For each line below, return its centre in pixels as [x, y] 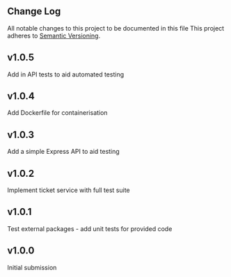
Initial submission [32, 267]
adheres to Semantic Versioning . [54, 35]
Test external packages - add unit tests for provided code [90, 228]
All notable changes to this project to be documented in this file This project [116, 28]
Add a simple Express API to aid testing [63, 152]
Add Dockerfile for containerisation [57, 113]
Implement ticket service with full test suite [69, 190]
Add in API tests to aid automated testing [65, 74]
